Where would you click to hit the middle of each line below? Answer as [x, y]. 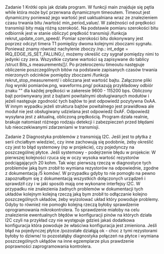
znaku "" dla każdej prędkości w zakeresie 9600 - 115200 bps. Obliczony [79, 91]
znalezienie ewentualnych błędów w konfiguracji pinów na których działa [79, 215]
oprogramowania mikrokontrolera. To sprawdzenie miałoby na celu [72, 210]
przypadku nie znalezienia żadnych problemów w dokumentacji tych [74, 189]
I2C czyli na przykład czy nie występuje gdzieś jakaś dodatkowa [70, 220]
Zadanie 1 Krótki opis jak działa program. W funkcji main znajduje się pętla [80, 7]
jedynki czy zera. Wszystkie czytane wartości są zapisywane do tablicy [77, 59]
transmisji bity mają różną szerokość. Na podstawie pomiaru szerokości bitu [82, 28]
